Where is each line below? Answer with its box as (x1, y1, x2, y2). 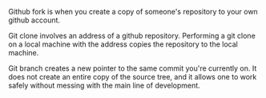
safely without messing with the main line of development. (8, 80, 200, 90)
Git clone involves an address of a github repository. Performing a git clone (8, 31, 256, 40)
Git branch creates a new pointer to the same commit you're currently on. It (8, 63, 257, 73)
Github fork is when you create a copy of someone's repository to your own (8, 7, 258, 16)
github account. (8, 15, 61, 25)
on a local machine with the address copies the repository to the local (8, 39, 238, 49)
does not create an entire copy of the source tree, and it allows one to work (8, 72, 257, 81)
